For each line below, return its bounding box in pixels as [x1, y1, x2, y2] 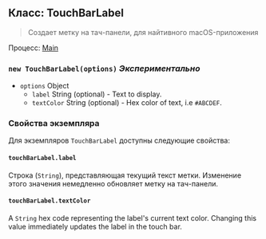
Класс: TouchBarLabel [8, 6, 124, 20]
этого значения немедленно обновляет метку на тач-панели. [8, 178, 218, 188]
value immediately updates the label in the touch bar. [8, 221, 182, 231]
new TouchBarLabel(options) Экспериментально [8, 63, 200, 74]
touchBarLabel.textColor [8, 197, 91, 206]
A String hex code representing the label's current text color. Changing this [8, 213, 257, 222]
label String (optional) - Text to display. [31, 89, 162, 99]
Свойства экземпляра [8, 118, 100, 129]
